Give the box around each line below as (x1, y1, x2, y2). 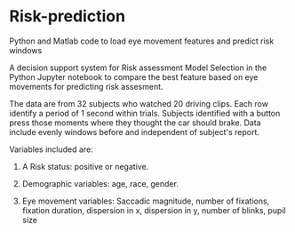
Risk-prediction (9, 6, 126, 27)
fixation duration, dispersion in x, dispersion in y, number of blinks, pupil (21, 204, 286, 215)
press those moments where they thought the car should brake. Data (9, 117, 261, 128)
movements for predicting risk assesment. (9, 81, 163, 92)
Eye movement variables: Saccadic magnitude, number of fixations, (21, 196, 270, 206)
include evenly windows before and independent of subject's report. (9, 126, 260, 137)
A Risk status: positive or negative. (21, 161, 149, 172)
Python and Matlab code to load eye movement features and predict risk (9, 36, 275, 46)
